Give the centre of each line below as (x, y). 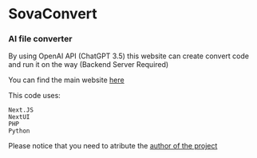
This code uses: (35, 96)
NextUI (19, 117)
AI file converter (40, 39)
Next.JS (21, 110)
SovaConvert (53, 14)
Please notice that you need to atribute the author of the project (113, 146)
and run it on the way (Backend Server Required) (89, 65)
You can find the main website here (67, 80)
